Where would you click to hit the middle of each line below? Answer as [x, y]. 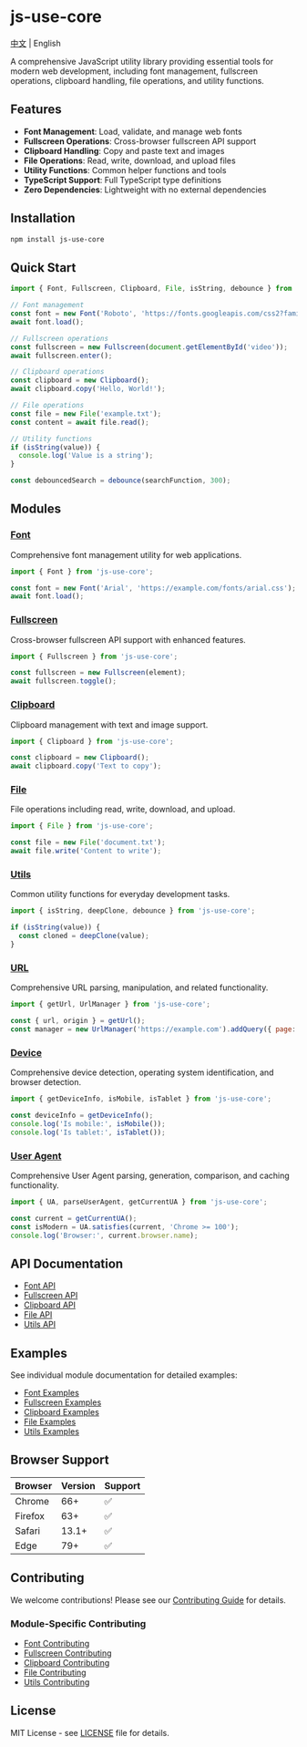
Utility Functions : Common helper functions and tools [125, 170]
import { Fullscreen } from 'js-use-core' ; [94, 656]
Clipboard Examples [61, 1412]
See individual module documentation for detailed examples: [124, 1375]
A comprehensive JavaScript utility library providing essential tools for [142, 61]
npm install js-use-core [57, 239]
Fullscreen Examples [62, 1402]
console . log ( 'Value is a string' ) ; [86, 456]
